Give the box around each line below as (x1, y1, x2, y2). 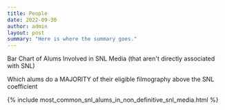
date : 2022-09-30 (7, 16, 57, 23)
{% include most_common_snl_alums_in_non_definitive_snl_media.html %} (7, 96, 219, 104)
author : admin (7, 23, 48, 30)
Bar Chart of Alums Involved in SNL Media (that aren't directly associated (7, 54, 215, 63)
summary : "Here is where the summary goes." (7, 36, 137, 43)
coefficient (7, 82, 38, 91)
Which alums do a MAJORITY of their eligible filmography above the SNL (7, 75, 215, 83)
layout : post (7, 29, 45, 36)
